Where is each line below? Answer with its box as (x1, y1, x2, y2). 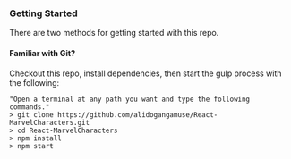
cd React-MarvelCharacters (17, 126, 118, 135)
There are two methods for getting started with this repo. (9, 28, 219, 38)
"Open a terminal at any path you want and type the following (9, 95, 251, 104)
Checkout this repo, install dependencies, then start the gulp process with (9, 68, 282, 79)
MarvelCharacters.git (9, 118, 90, 127)
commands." (9, 102, 50, 112)
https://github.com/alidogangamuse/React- (56, 110, 218, 119)
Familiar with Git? (9, 47, 76, 58)
